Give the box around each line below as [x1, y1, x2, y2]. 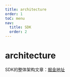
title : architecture [5, 7, 47, 12]
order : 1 [5, 12, 23, 16]
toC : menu [5, 16, 25, 21]
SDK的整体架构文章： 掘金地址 [5, 66, 65, 72]
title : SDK [9, 25, 32, 30]
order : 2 [9, 29, 27, 34]
